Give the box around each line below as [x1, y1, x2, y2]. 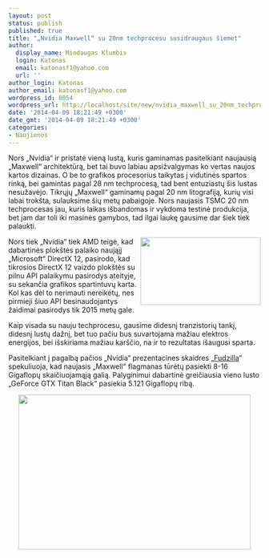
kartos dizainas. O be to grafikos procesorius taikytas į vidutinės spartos [8, 170, 247, 180]
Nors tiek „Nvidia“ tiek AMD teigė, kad [8, 237, 134, 246]
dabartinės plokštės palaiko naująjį [8, 245, 122, 255]
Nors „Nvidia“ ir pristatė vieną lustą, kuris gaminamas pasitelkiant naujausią [8, 153, 257, 163]
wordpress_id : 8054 [8, 94, 74, 102]
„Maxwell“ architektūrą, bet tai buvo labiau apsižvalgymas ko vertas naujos [8, 161, 255, 171]
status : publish [8, 19, 62, 27]
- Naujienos [8, 131, 48, 139]
